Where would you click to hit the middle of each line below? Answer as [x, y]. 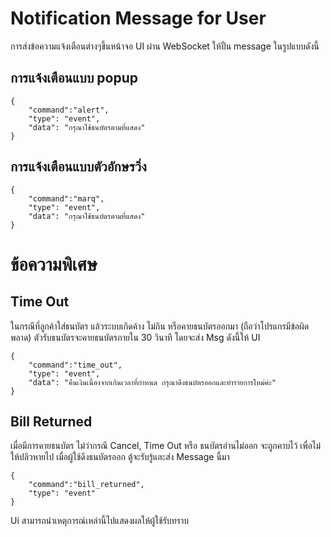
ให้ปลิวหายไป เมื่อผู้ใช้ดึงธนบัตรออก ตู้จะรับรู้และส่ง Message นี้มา [120, 457]
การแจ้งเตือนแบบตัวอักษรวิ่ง [78, 167]
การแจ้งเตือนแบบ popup [74, 78]
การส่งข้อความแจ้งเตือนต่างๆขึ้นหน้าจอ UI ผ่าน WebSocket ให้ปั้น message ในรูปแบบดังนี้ [165, 46]
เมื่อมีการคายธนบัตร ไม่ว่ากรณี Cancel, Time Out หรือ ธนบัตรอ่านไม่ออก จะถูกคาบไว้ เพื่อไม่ [166, 446]
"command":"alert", [69, 110]
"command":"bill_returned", [86, 485]
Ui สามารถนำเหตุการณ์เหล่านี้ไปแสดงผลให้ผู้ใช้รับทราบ [99, 521]
